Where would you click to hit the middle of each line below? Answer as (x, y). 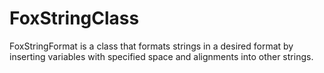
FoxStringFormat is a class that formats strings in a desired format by (151, 46)
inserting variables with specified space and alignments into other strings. (161, 56)
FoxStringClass (74, 18)
